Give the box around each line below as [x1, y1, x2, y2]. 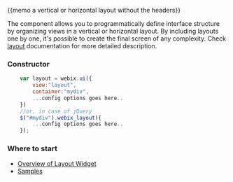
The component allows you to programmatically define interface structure [7, 20, 220, 27]
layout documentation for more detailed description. [7, 42, 157, 50]
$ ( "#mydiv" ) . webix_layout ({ [20, 114, 101, 121]
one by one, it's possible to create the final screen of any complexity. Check [7, 34, 227, 43]
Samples [17, 167, 43, 176]
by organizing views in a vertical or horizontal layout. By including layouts [7, 27, 219, 35]
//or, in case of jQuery [20, 108, 92, 115]
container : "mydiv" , [32, 88, 90, 95]
